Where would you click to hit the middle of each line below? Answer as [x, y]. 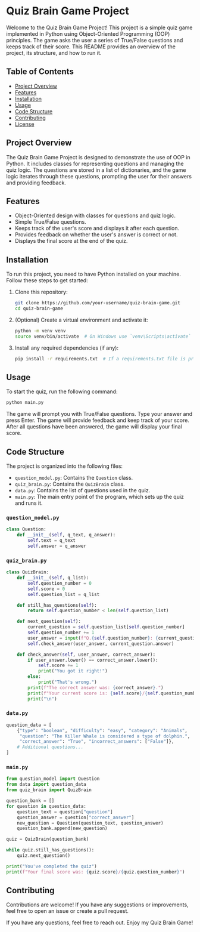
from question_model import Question [53, 779]
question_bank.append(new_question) [62, 828]
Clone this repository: [41, 292]
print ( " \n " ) [43, 699]
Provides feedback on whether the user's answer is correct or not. [96, 234]
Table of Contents [40, 72]
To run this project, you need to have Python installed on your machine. [94, 274]
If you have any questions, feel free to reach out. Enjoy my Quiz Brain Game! [100, 922]
